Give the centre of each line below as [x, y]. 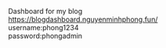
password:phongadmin [45, 36]
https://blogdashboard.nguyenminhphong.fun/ [83, 19]
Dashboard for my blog [45, 11]
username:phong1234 [43, 27]
